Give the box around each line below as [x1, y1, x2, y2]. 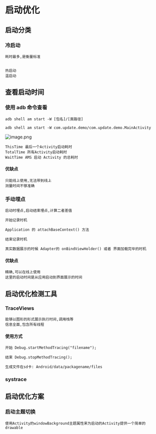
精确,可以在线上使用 [5, 270, 41, 275]
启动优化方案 [5, 392, 44, 401]
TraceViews [5, 304, 35, 311]
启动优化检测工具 [5, 290, 57, 298]
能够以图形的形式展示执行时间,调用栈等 [5, 317, 74, 322]
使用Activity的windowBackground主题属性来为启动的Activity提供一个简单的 [5, 421, 146, 426]
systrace [5, 376, 27, 383]
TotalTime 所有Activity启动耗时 [5, 149, 68, 155]
